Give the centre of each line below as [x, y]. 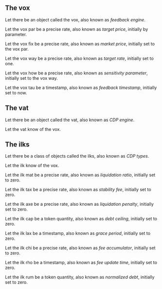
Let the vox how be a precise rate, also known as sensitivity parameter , [76, 73]
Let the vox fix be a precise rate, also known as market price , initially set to [80, 44]
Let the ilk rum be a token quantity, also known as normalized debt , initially [80, 277]
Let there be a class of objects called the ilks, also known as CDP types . [77, 156]
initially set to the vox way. [31, 78]
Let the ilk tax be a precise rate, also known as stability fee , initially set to [78, 190]
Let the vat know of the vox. [33, 129]
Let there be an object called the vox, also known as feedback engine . [75, 19]
